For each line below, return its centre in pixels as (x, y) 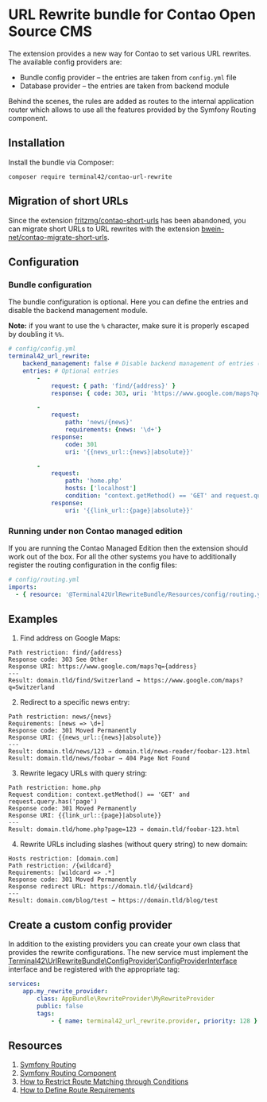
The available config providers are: (65, 62)
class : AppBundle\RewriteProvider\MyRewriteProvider (126, 999)
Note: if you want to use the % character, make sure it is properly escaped (129, 326)
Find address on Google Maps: (70, 638)
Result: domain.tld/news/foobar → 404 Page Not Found (99, 759)
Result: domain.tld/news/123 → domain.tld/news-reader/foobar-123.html (129, 752)
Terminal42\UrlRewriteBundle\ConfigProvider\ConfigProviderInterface (123, 961)
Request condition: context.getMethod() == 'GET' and (99, 795)
